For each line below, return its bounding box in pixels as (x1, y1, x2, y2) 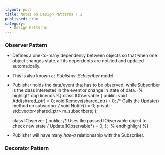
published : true (5, 16, 38, 21)
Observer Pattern (5, 42, 48, 49)
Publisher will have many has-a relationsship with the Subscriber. (12, 132, 145, 138)
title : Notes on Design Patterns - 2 (5, 12, 82, 17)
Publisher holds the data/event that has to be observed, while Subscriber (12, 82, 160, 88)
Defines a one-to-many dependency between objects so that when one (12, 52, 157, 59)
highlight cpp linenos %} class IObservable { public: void (12, 93, 127, 99)
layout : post (5, 7, 32, 12)
